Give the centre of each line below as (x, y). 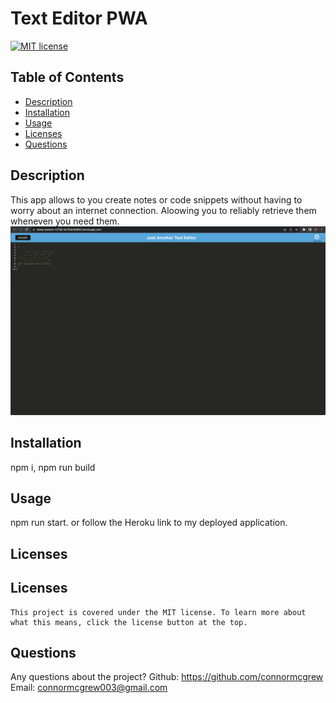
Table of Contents (67, 77)
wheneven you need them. (65, 221)
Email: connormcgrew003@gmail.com (89, 688)
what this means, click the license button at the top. (129, 622)
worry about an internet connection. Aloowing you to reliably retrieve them (163, 210)
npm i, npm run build (53, 467)
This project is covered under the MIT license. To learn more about (158, 612)
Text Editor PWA (79, 18)
